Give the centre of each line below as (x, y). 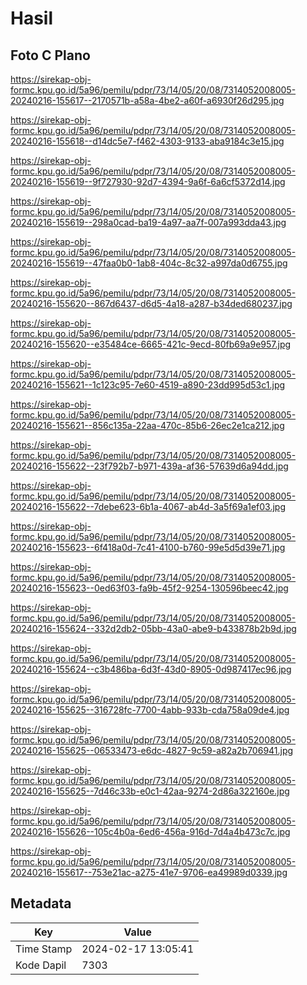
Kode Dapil (41, 965)
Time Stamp (44, 949)
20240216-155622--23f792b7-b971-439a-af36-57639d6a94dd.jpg (149, 466)
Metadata (41, 903)
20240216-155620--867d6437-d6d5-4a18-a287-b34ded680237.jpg (151, 303)
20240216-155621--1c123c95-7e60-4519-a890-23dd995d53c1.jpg (148, 385)
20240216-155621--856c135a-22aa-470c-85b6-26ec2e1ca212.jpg (147, 425)
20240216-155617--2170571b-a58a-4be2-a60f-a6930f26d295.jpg (147, 100)
